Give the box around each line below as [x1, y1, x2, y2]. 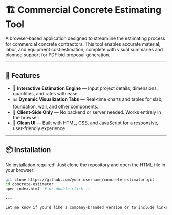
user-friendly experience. [12, 125, 67, 131]
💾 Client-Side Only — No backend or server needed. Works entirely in [12, 109, 161, 115]
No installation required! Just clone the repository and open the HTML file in [5, 162, 165, 168]
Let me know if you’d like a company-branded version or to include [5, 205, 155, 210]
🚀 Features [5, 71, 40, 80]
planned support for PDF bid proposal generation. [5, 52, 110, 58]
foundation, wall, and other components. [12, 103, 99, 110]
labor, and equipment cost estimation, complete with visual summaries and [5, 46, 163, 52]
